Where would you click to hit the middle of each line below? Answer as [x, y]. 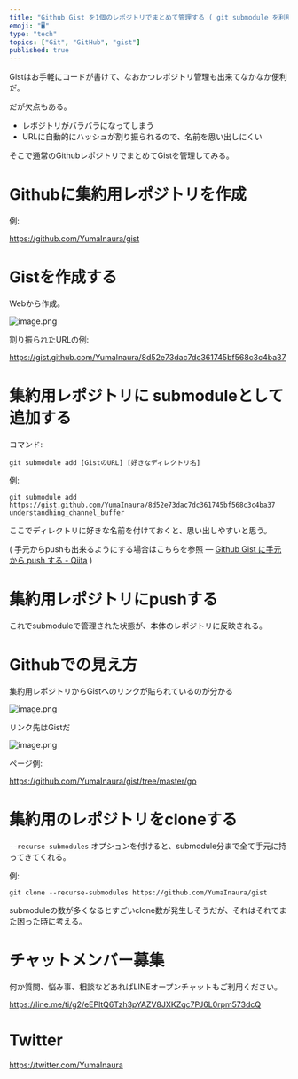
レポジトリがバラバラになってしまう [88, 126]
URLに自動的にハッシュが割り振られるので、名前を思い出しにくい [142, 137]
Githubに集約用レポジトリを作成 [128, 195]
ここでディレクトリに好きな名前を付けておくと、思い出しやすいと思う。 [141, 530]
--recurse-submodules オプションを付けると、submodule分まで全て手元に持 [148, 846]
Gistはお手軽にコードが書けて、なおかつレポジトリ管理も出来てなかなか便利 [149, 77]
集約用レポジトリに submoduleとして [146, 396]
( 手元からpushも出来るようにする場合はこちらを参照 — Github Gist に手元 [145, 549]
